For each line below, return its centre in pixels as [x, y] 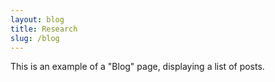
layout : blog [37, 19]
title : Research [44, 29]
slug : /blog [35, 38]
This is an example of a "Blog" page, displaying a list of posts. [137, 67]
